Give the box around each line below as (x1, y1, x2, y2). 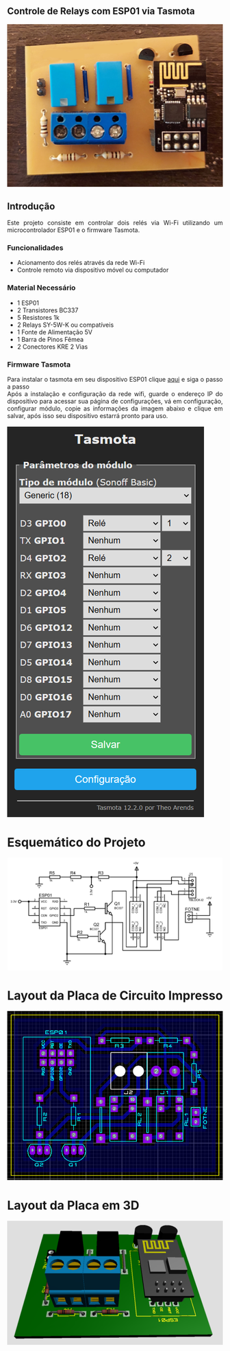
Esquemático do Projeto (7, 835, 146, 851)
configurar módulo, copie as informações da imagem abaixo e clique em (7, 404, 223, 413)
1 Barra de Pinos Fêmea (16, 335, 84, 343)
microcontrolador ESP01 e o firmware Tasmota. (7, 226, 140, 234)
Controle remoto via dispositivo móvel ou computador (16, 266, 169, 274)
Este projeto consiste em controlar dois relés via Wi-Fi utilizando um (7, 219, 223, 227)
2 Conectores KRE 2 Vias (16, 343, 88, 351)
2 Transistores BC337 (16, 305, 79, 314)
